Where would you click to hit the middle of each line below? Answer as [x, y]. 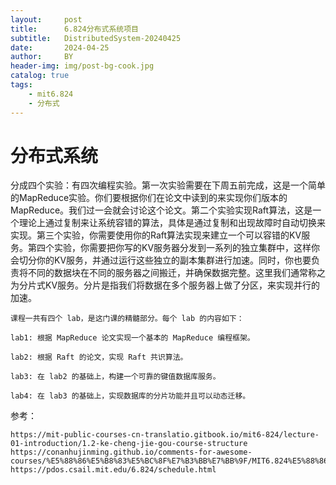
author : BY [42, 57]
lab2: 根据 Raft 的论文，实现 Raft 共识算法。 [99, 357]
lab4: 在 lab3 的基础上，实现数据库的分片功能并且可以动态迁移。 [130, 396]
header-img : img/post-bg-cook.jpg [82, 66]
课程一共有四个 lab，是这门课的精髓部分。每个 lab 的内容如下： [127, 319]
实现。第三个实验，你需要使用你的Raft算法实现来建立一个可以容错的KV [156, 235]
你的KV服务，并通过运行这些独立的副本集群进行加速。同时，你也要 [174, 260]
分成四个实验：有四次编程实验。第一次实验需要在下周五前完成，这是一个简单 [168, 185]
